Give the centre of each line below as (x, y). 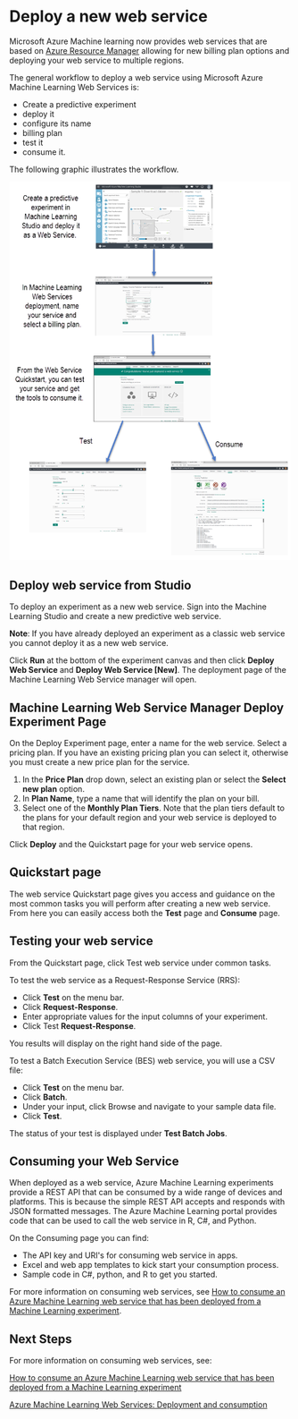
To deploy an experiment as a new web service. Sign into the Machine (138, 607)
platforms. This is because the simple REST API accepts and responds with (147, 1202)
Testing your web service (81, 941)
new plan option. (53, 788)
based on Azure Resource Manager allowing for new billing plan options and (149, 50)
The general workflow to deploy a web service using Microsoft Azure (136, 77)
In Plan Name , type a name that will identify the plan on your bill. (141, 798)
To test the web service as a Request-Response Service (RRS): (125, 980)
